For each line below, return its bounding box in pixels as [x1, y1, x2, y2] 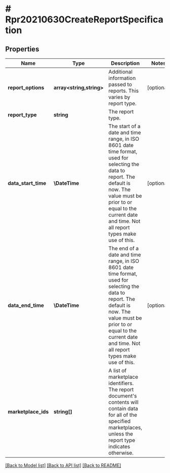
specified [108, 418, 131, 424]
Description [111, 60, 140, 66]
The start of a [108, 123, 141, 130]
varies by [108, 94, 131, 100]
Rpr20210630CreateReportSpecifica [5, 14, 163, 25]
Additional [108, 68, 133, 75]
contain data [108, 405, 138, 412]
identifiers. [108, 380, 134, 386]
